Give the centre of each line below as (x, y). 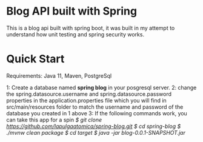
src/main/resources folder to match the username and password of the (95, 107)
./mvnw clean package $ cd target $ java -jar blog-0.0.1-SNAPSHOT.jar (96, 132)
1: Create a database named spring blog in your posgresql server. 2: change (101, 87)
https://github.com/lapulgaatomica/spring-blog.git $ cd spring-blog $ (94, 126)
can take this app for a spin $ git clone (54, 120)
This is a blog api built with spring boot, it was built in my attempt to (91, 28)
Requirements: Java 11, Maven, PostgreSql (59, 76)
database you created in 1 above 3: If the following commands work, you (97, 113)
